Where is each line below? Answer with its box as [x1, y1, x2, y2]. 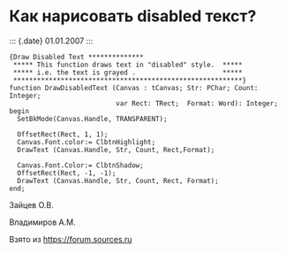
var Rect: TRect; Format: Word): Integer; [116, 99, 278, 108]
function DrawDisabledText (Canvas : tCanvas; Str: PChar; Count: [9, 83, 259, 92]
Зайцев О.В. [9, 199, 55, 210]
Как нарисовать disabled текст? [9, 6, 257, 27]
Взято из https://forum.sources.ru [9, 234, 132, 244]
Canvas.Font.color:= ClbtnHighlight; [17, 137, 156, 147]
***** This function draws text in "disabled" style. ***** [12, 60, 243, 69]
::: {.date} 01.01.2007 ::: [9, 35, 94, 46]
